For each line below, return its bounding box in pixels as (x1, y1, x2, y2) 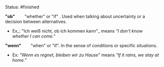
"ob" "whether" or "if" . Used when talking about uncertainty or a (5, 14, 145, 19)
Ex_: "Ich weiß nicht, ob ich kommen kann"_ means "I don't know (12, 28, 143, 33)
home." (12, 57, 27, 63)
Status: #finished (5, 4, 40, 10)
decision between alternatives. (5, 19, 67, 24)
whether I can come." (12, 33, 56, 39)
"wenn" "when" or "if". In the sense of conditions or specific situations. (5, 43, 158, 48)
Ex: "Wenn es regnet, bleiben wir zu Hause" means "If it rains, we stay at (12, 52, 159, 58)
